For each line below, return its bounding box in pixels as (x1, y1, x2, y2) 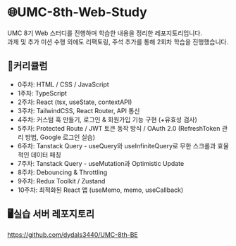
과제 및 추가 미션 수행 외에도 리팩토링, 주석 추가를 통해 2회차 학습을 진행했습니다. (7, 37, 229, 46)
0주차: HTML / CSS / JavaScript (17, 80, 109, 89)
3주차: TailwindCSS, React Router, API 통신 (17, 106, 140, 115)
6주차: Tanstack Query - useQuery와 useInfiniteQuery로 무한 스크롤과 (17, 141, 216, 150)
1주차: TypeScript (17, 89, 67, 97)
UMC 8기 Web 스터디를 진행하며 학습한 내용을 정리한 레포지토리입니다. (7, 29, 203, 37)
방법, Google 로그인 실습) (25, 133, 96, 141)
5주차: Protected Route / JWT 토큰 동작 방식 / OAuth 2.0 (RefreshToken (17, 124, 221, 132)
